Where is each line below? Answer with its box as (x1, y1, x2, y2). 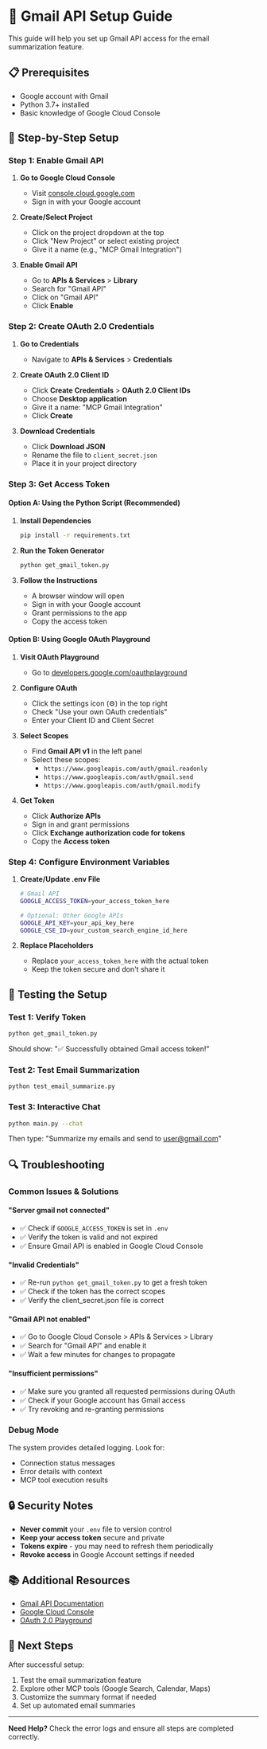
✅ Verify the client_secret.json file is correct (19, 1296, 164, 1305)
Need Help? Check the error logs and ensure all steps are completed (8, 1724, 234, 1733)
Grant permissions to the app (31, 608, 127, 617)
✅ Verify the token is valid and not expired (19, 1232, 158, 1242)
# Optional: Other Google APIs (19, 911, 124, 919)
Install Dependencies (19, 515, 91, 525)
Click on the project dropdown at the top (31, 228, 164, 237)
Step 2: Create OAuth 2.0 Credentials (8, 321, 155, 332)
